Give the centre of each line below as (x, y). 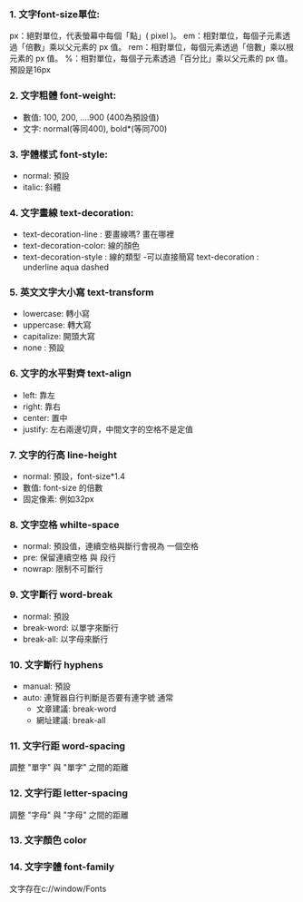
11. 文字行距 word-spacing (67, 746)
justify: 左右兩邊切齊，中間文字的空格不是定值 (108, 429)
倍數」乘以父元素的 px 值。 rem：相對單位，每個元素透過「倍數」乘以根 (160, 47)
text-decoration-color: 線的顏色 (81, 246)
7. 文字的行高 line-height (64, 455)
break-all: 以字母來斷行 (65, 639)
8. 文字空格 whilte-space (64, 525)
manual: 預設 (46, 686)
